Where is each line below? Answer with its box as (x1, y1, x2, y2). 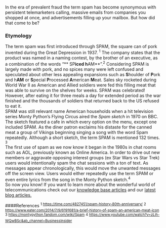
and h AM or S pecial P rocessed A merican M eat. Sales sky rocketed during (5, 77, 157, 83)
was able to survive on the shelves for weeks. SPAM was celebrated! (5, 87, 145, 93)
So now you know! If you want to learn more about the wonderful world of (5, 182, 156, 187)
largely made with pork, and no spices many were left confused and (5, 66, 144, 72)
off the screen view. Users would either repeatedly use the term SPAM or (5, 170, 154, 176)
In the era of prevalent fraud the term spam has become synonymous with (5, 4, 157, 10)
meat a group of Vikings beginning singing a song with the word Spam (5, 129, 148, 135)
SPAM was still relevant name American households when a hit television (5, 108, 154, 114)
